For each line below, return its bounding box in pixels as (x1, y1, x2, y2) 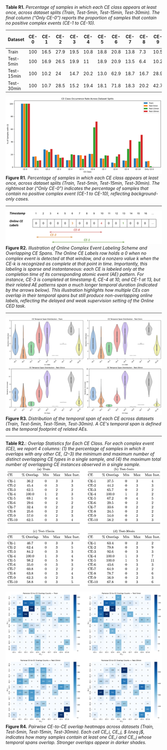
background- (131, 191, 158, 197)
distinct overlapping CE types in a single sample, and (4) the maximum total (5, 456, 161, 462)
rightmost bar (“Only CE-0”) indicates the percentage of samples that (5, 186, 149, 192)
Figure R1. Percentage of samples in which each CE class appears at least (5, 175, 159, 181)
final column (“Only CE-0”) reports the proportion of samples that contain (5, 15, 157, 20)
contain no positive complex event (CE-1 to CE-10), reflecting (5, 191, 130, 197)
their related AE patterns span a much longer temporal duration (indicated (5, 282, 158, 288)
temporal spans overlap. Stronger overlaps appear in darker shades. (5, 739, 147, 745)
